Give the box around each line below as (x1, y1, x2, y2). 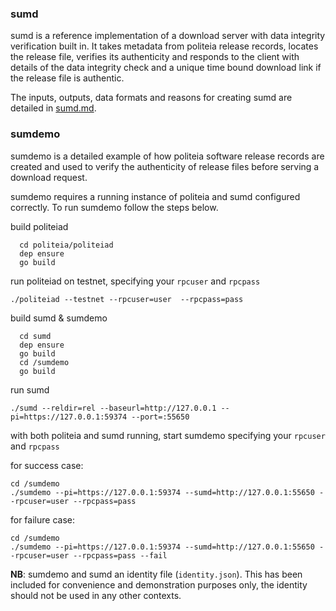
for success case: (10, 459, 84, 471)
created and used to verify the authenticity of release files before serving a (10, 160, 320, 172)
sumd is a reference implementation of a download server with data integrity (10, 30, 326, 42)
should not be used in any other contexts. (10, 589, 182, 601)
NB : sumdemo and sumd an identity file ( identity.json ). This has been (10, 568, 303, 580)
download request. (10, 171, 88, 183)
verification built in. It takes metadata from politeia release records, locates (10, 40, 319, 52)
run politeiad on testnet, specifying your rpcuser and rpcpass (10, 275, 261, 287)
